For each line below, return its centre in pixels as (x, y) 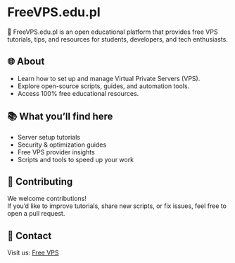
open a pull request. (36, 214)
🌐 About (26, 62)
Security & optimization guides (62, 145)
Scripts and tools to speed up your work (76, 159)
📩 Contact (30, 236)
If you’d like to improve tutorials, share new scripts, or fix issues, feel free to (117, 206)
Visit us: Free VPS (33, 253)
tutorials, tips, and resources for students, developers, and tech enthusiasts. (118, 39)
